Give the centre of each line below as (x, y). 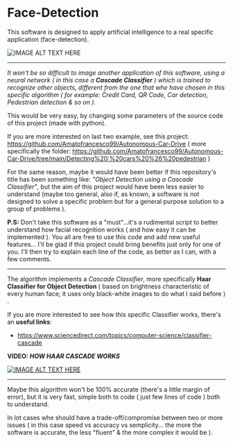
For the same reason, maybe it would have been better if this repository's (112, 172)
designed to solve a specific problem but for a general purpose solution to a (115, 201)
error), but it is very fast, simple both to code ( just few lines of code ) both (114, 397)
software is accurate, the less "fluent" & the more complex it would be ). (110, 432)
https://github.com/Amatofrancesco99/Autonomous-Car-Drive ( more (107, 144)
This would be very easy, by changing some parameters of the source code (115, 115)
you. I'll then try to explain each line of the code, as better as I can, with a (112, 252)
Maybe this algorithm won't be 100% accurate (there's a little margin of (109, 389)
